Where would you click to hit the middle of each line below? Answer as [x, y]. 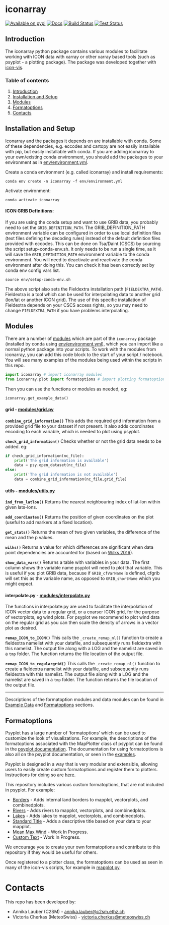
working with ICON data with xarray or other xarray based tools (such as [80, 56]
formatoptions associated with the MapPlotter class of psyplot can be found [84, 744]
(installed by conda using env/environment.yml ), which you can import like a [84, 343]
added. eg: [16, 446]
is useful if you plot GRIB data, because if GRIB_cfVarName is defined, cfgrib [82, 573]
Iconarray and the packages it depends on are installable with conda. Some [83, 141]
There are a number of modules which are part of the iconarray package [80, 338]
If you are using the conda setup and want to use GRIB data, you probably [82, 222]
